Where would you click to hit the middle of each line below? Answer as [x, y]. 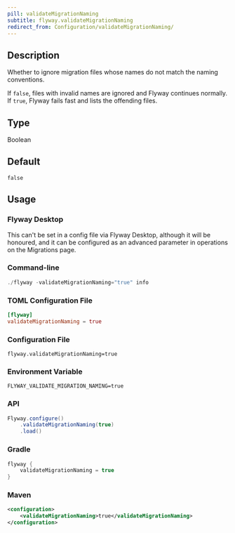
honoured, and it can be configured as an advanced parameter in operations [117, 242]
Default [24, 162]
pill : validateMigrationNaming [53, 14]
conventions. [26, 80]
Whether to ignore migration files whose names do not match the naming [113, 72]
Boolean [19, 140]
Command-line [33, 268]
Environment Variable [45, 371]
